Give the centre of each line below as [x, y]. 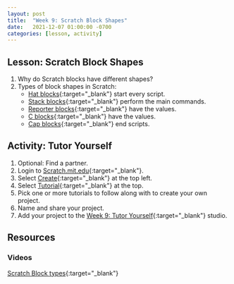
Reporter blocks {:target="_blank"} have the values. [102, 109]
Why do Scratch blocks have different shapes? [85, 79]
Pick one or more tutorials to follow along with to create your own [112, 193]
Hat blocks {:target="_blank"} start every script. [97, 94]
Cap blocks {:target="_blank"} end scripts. [89, 124]
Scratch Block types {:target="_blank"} [63, 273]
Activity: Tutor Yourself [60, 146]
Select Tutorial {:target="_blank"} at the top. [80, 185]
